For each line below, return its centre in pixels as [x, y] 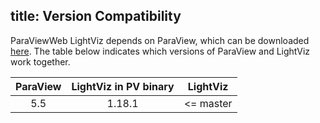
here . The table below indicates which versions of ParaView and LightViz [160, 51]
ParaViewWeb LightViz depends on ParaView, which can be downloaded [160, 40]
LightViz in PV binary [123, 86]
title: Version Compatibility [96, 16]
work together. [40, 61]
